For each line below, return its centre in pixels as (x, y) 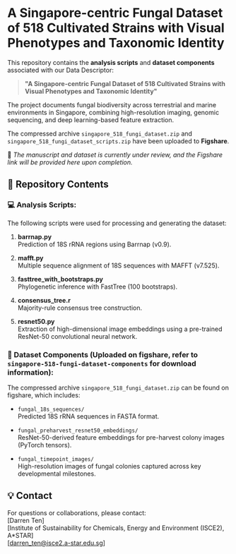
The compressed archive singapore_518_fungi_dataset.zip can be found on (118, 387)
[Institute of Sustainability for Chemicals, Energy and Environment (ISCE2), (116, 528)
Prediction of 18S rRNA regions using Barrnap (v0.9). (94, 244)
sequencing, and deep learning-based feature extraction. (91, 120)
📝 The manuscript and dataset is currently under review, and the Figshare (115, 155)
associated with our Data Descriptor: (61, 70)
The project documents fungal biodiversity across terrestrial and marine (112, 104)
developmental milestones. (57, 474)
